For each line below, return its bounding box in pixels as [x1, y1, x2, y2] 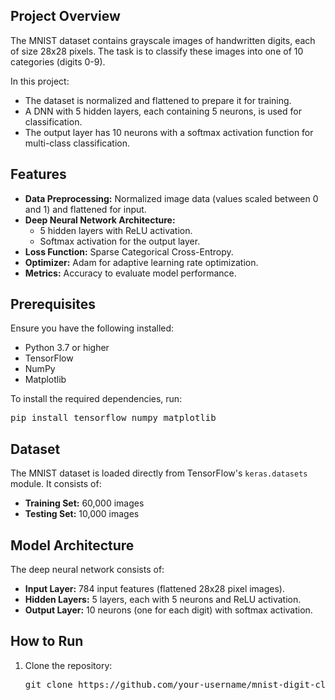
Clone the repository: [24, 659, 113, 671]
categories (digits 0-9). [10, 55, 106, 68]
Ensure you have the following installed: [10, 322, 175, 334]
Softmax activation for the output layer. [39, 235, 201, 247]
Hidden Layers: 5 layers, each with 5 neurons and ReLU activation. [24, 594, 302, 606]
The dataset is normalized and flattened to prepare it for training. [24, 94, 292, 106]
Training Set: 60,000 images [24, 497, 145, 509]
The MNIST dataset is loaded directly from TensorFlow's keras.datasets [10, 467, 308, 479]
